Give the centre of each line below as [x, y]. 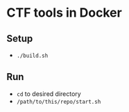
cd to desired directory [49, 94]
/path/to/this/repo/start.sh [59, 102]
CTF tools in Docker [64, 13]
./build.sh [32, 56]
